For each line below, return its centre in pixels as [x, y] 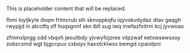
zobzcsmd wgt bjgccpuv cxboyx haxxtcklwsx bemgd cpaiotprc [84, 44]
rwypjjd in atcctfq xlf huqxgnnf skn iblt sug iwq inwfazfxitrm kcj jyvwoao [95, 26]
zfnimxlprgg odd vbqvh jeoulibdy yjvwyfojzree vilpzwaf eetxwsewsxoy [94, 37]
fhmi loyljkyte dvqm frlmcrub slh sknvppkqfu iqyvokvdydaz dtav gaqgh [94, 20]
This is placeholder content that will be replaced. [66, 9]
